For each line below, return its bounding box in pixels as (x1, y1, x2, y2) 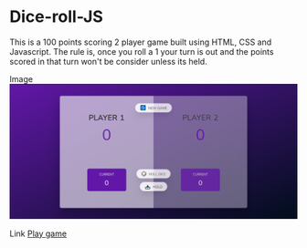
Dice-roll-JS (9, 6, 103, 27)
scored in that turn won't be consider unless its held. (9, 56, 207, 67)
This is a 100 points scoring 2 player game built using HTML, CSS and (9, 36, 272, 47)
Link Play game (9, 228, 67, 239)
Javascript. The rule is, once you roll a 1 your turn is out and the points (9, 46, 274, 57)
